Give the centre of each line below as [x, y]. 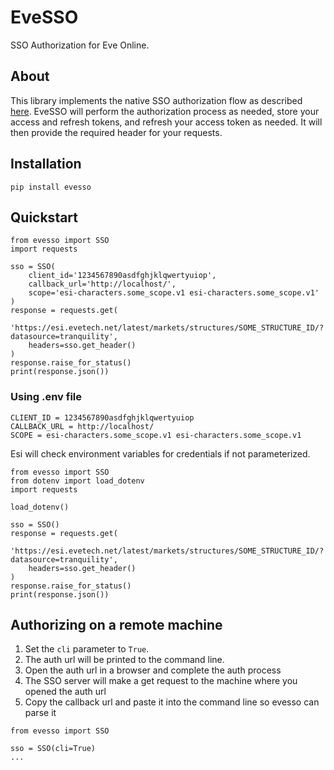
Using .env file [46, 397]
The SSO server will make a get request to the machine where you [161, 681]
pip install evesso [51, 187]
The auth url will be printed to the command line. [124, 660]
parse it [40, 713]
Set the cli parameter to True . [87, 649]
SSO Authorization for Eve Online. [80, 45]
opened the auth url [65, 692]
